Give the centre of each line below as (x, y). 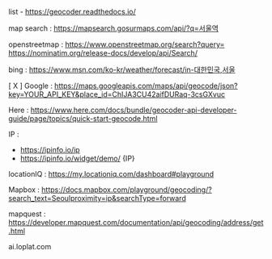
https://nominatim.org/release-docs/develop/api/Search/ (103, 53)
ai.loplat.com (30, 246)
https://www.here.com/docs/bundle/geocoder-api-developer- (134, 110)
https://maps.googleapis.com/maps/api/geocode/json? (146, 86)
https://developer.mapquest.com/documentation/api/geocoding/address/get (136, 222)
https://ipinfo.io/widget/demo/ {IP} (77, 158)
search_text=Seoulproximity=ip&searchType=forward (97, 198)
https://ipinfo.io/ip (50, 150)
